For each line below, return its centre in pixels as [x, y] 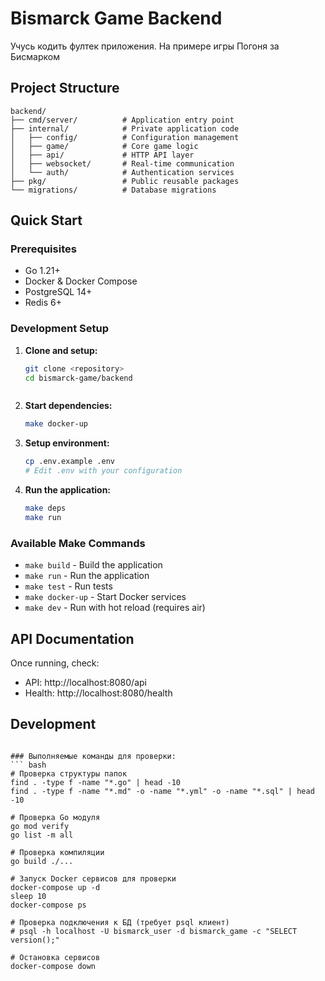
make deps [45, 508]
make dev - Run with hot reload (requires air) [115, 608]
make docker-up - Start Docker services [105, 597]
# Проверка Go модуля [55, 817]
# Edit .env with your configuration [103, 471]
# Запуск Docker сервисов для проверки [93, 878]
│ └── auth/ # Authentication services [122, 172]
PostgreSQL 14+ [58, 292]
